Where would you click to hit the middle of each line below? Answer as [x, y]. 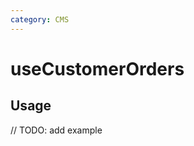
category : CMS [40, 19]
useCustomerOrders [97, 68]
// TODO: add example [56, 130]
